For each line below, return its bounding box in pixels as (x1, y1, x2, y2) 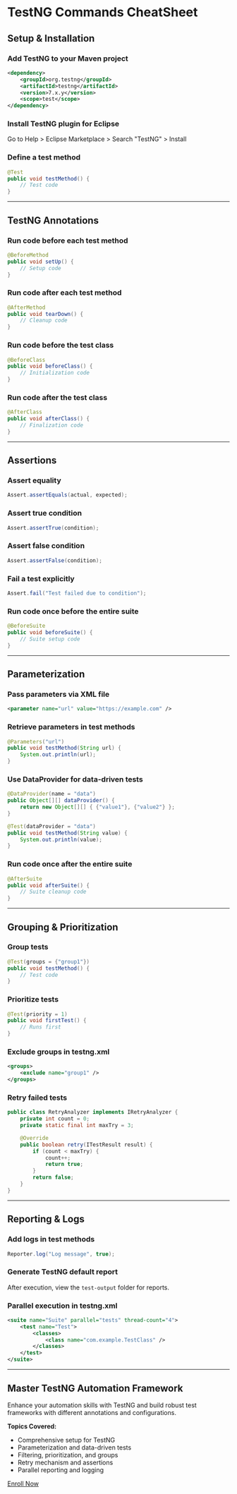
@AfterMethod (7, 304, 46, 311)
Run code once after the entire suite (7, 859, 133, 869)
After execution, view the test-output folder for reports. (7, 1283, 170, 1292)
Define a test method (7, 152, 81, 162)
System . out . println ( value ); (20, 836, 102, 843)
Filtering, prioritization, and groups (17, 1450, 119, 1459)
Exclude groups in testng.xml (7, 1047, 110, 1057)
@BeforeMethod (7, 251, 49, 258)
